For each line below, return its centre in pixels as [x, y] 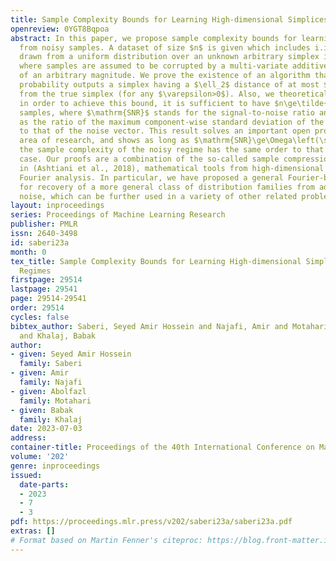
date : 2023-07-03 [46, 429]
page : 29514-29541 [48, 299]
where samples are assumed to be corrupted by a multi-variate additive [174, 66]
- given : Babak [42, 410]
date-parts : [44, 484]
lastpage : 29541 [44, 289]
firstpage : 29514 [46, 280]
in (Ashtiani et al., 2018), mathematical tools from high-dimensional [172, 168]
